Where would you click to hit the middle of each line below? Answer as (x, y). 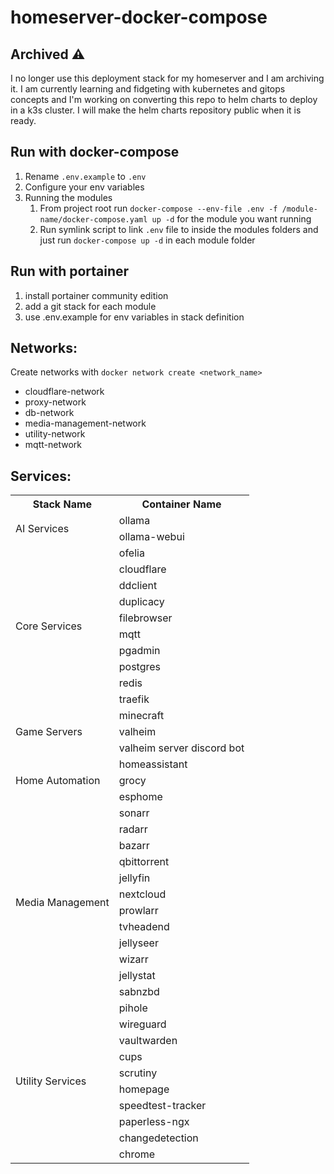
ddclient (138, 586)
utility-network (55, 434)
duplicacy (141, 602)
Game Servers (49, 732)
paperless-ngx (154, 1122)
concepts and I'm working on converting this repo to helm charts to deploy (164, 99)
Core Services (49, 626)
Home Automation (58, 781)
